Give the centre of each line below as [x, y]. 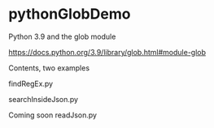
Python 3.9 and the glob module [62, 36]
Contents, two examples [49, 68]
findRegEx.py [31, 83]
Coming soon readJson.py [53, 115]
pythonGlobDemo [70, 14]
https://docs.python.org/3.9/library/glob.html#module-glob [107, 52]
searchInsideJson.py [44, 99]
